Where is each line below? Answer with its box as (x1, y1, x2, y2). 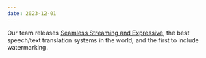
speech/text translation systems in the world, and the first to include (7, 35, 200, 44)
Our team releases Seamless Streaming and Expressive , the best (7, 29, 190, 37)
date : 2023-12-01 (7, 10, 57, 17)
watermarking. (7, 43, 48, 51)
